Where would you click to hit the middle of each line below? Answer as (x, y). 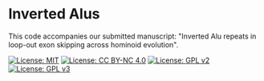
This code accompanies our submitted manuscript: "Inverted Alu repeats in (132, 36)
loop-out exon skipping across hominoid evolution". (93, 44)
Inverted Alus (54, 14)
